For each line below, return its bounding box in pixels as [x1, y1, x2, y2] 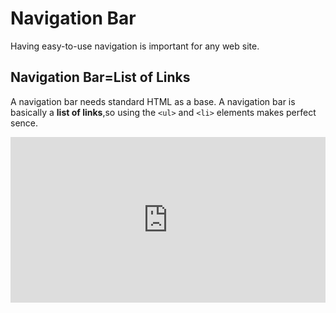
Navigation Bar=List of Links [10, 69, 191, 86]
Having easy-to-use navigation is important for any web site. [10, 40, 260, 52]
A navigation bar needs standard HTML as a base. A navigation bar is [10, 95, 296, 107]
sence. [10, 117, 39, 129]
